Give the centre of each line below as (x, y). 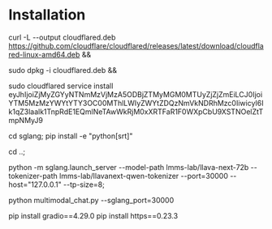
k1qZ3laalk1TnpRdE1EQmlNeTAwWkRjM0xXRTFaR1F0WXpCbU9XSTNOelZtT (136, 112)
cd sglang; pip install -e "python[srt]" (71, 136)
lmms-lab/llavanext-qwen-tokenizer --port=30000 (144, 176)
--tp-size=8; (84, 184)
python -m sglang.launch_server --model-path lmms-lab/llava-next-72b (129, 167)
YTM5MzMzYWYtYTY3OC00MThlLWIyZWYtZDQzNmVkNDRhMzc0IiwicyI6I (136, 103)
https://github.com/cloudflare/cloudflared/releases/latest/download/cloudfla (136, 45)
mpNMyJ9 (26, 120)
